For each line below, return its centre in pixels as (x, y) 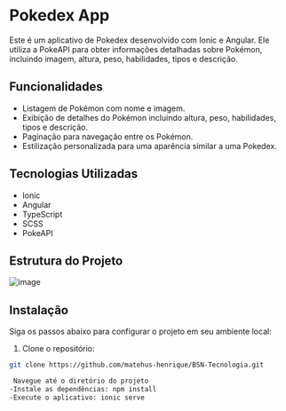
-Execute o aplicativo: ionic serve (77, 397)
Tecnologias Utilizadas (74, 174)
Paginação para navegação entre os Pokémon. (107, 136)
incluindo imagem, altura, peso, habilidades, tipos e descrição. (123, 59)
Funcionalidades (56, 87)
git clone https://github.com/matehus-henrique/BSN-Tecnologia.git (137, 365)
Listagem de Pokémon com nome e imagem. (103, 108)
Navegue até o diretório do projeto (81, 381)
